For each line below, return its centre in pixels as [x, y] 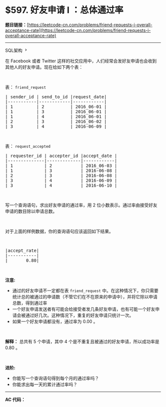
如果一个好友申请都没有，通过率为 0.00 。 [55, 321]
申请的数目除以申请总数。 [31, 211]
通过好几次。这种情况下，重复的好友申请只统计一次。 [80, 315]
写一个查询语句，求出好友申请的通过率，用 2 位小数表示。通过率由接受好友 [81, 205]
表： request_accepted [28, 146]
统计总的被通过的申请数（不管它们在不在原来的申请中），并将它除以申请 [85, 296]
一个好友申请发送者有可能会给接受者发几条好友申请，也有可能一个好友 [84, 309]
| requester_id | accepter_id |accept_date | [61, 156]
